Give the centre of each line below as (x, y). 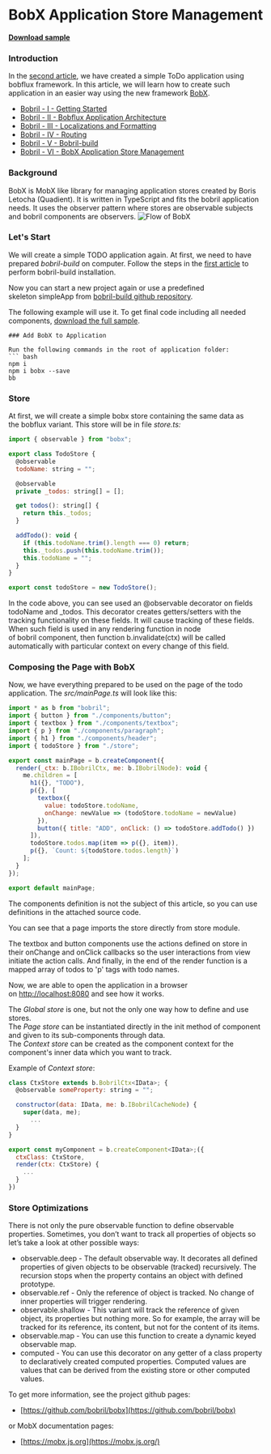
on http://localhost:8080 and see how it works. (86, 993)
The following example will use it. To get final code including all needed (127, 312)
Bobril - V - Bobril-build (59, 143)
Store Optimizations (49, 1208)
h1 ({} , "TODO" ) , (57, 783)
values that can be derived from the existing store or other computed (135, 1371)
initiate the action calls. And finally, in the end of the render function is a (128, 960)
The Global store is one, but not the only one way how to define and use (129, 1009)
